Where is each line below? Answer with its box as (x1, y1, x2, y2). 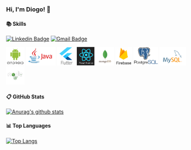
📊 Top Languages (6, 122, 51, 129)
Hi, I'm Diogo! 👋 (6, 5, 51, 13)
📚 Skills (6, 20, 26, 27)
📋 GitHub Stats (6, 93, 45, 100)
